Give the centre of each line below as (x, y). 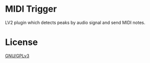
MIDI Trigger (31, 9)
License (22, 42)
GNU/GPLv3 (17, 56)
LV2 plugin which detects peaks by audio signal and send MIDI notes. (75, 22)
